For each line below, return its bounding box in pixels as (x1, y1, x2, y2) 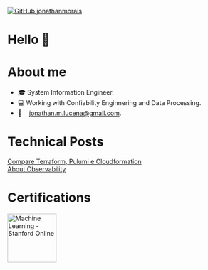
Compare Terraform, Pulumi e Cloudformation (7, 157, 142, 166)
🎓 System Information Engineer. (17, 88, 114, 97)
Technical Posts (7, 134, 104, 150)
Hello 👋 (7, 32, 50, 48)
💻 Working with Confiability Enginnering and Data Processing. (17, 99, 202, 107)
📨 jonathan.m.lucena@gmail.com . (17, 109, 122, 117)
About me (7, 64, 67, 80)
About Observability (7, 165, 66, 173)
